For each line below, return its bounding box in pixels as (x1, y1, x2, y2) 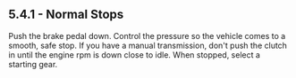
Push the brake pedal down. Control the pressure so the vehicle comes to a (8, 30, 286, 41)
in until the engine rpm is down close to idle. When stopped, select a (8, 49, 261, 60)
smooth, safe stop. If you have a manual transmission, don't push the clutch (8, 40, 288, 51)
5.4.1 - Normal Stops (8, 7, 124, 22)
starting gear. (8, 58, 58, 69)
